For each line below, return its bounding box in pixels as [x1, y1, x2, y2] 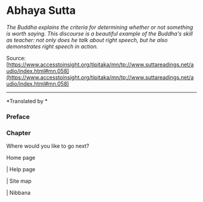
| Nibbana [6, 189, 31, 197]
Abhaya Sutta [6, 4, 76, 17]
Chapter [6, 128, 31, 137]
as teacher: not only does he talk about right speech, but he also [6, 36, 168, 43]
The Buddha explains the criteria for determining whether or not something [6, 24, 193, 31]
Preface [6, 112, 30, 121]
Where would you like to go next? [6, 142, 89, 150]
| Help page [6, 166, 36, 173]
